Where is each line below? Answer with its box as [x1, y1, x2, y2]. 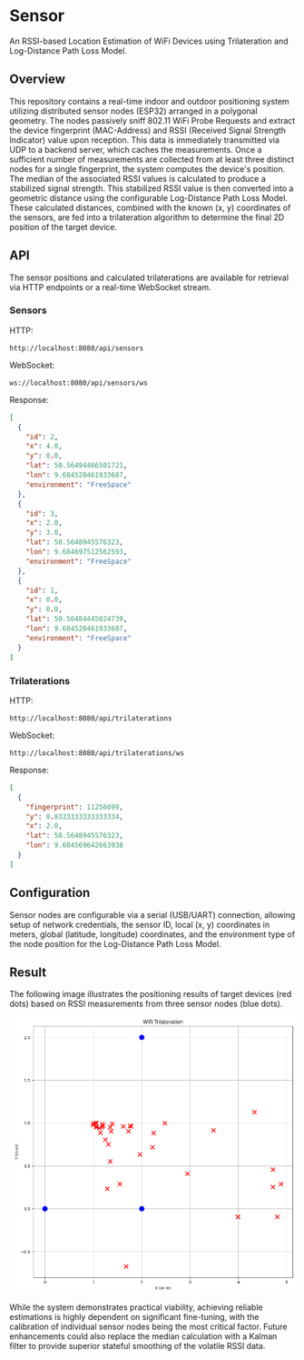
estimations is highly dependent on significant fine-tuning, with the [9, 1312, 260, 1323]
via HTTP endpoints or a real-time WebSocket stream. [9, 281, 211, 292]
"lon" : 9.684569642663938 [25, 841, 124, 851]
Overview [9, 72, 66, 87]
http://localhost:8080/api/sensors [9, 343, 144, 353]
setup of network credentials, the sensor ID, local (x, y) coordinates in [9, 919, 270, 930]
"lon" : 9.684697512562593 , [25, 548, 128, 557]
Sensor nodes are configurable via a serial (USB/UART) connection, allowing [9, 909, 296, 920]
